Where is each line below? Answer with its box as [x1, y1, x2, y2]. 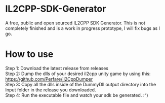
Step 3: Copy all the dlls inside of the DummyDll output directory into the [5, 81, 156, 87]
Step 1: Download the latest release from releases [5, 65, 109, 71]
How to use [5, 49, 54, 60]
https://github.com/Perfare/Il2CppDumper [5, 76, 93, 82]
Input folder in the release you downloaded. [5, 87, 96, 93]
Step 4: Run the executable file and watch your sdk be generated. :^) [5, 92, 148, 98]
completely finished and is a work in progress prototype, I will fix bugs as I [5, 25, 160, 31]
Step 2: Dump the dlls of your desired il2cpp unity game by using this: [5, 71, 151, 77]
